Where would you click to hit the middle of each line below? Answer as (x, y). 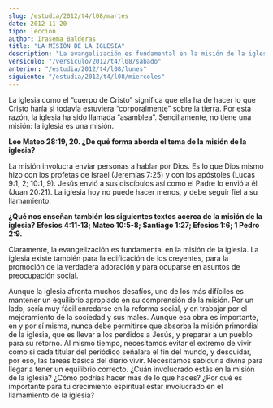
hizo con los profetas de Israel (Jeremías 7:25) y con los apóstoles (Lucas (132, 174)
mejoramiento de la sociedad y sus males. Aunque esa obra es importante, (133, 317)
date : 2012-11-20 (38, 24)
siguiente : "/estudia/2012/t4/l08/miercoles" (87, 77)
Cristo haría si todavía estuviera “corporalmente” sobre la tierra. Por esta (130, 108)
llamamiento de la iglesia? (52, 395)
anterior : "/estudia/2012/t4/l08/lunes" (78, 69)
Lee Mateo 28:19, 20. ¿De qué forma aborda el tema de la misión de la (128, 141)
